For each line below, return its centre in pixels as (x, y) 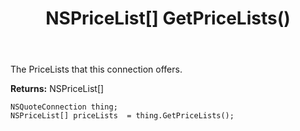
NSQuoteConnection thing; (64, 107)
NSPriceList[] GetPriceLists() (168, 18)
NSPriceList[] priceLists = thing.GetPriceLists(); (122, 116)
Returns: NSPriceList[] (57, 89)
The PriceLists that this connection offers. (96, 69)
